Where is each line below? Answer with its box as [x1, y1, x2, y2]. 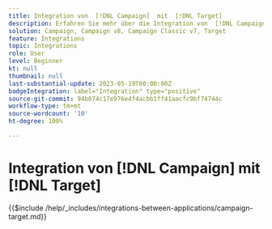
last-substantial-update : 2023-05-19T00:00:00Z [8, 79, 172, 87]
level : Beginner [8, 57, 63, 66]
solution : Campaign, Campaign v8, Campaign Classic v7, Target [8, 27, 227, 35]
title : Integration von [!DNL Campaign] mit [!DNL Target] [8, 11, 223, 20]
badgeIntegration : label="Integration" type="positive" [8, 87, 201, 95]
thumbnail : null [8, 72, 63, 80]
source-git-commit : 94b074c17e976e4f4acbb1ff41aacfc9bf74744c [8, 95, 223, 103]
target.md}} [8, 211, 47, 221]
